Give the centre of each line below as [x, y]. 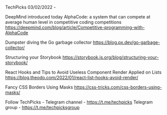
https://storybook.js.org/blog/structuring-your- [110, 57]
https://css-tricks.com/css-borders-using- [118, 87]
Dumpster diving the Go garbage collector [48, 42]
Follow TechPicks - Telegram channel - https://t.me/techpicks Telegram [79, 102]
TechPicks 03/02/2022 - [30, 7]
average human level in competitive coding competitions [63, 22]
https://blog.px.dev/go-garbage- [126, 42]
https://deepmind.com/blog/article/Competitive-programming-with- [75, 27]
